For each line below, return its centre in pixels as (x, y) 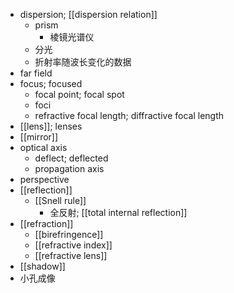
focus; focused (51, 83)
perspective (44, 179)
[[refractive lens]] (71, 255)
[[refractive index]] (73, 245)
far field (36, 73)
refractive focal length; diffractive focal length (129, 115)
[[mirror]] (39, 137)
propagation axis (69, 168)
